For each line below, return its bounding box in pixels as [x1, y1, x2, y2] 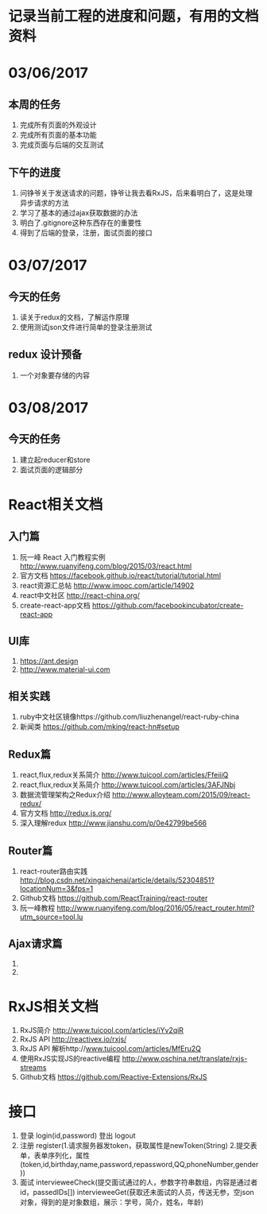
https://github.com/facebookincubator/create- [91, 600, 244, 610]
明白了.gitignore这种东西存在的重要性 [19, 218, 142, 227]
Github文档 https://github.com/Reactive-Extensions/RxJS [19, 1072, 208, 1081]
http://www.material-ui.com [19, 665, 110, 674]
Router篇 [8, 844, 53, 857]
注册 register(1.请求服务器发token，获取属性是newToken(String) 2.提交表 [19, 1140, 257, 1150]
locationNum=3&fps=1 [19, 884, 94, 894]
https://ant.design [19, 656, 79, 665]
